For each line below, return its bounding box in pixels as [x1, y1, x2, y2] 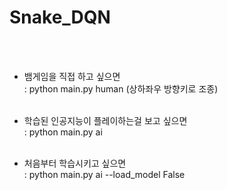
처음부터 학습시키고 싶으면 [23, 157, 127, 169]
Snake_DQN [9, 6, 111, 29]
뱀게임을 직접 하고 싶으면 [23, 70, 121, 82]
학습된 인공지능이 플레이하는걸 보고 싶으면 [23, 114, 188, 126]
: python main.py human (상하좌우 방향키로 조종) [23, 82, 219, 95]
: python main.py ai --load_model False [23, 168, 186, 180]
